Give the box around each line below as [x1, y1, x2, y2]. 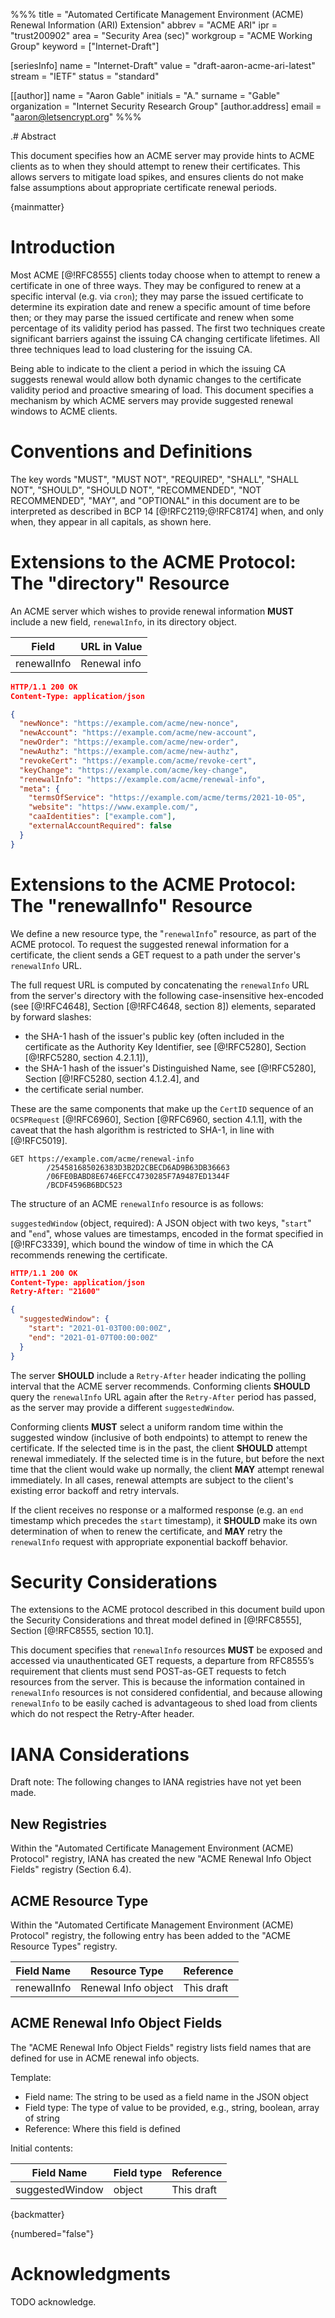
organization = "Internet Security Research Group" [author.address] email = [10, 100, 322, 112]
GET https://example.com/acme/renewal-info [10, 1154, 195, 1164]
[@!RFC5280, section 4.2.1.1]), [24, 1051, 149, 1063]
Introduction [10, 236, 116, 259]
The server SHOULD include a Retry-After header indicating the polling [10, 1369, 307, 1381]
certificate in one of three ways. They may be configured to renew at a [10, 279, 302, 291]
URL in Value [80, 639, 143, 653]
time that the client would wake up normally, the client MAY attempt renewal [10, 1463, 325, 1475]
